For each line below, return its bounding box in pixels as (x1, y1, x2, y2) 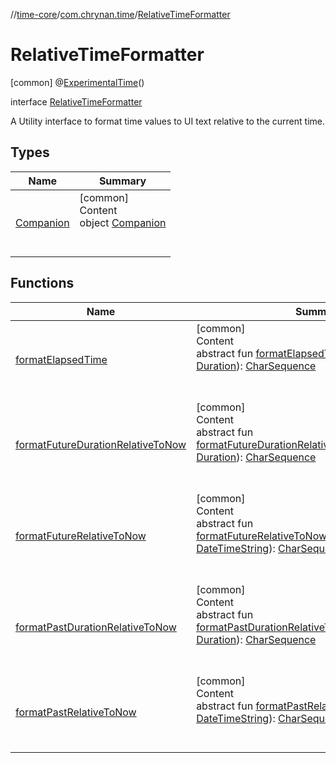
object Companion (79, 215, 167, 229)
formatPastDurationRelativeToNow (15, 620, 177, 634)
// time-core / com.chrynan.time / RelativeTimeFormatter (10, 9, 231, 20)
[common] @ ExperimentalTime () (10, 76, 145, 88)
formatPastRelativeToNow (15, 705, 137, 719)
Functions (10, 275, 75, 292)
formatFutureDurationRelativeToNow (15, 437, 187, 451)
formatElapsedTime (15, 352, 108, 366)
